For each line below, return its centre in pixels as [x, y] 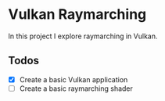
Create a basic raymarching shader [76, 88]
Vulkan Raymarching [77, 14]
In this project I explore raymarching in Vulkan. [83, 36]
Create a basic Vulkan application [74, 79]
